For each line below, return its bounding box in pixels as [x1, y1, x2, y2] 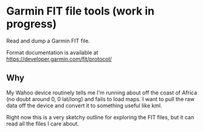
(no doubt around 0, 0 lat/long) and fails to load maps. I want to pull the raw [6, 95, 195, 102]
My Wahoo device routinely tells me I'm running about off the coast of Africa [6, 89, 198, 96]
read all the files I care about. [6, 120, 79, 127]
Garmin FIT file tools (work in [6, 4, 155, 18]
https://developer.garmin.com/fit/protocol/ [6, 55, 112, 62]
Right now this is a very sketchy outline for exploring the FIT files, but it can [6, 113, 195, 120]
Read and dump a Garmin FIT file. [6, 37, 90, 44]
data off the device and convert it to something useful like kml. [6, 102, 162, 109]
